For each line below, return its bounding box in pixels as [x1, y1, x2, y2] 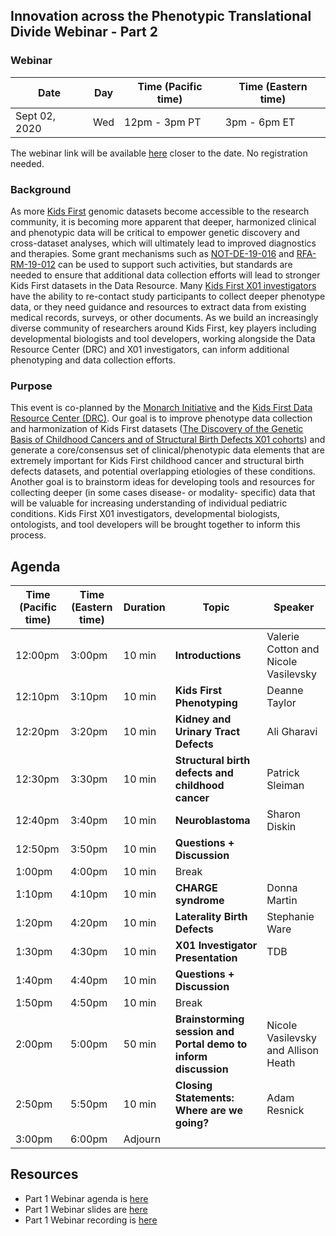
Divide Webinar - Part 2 [10, 24, 159, 41]
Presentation [174, 951, 238, 965]
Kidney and [174, 712, 232, 726]
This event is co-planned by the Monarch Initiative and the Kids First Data [10, 402, 313, 414]
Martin [266, 894, 298, 908]
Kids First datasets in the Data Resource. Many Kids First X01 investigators [10, 279, 317, 291]
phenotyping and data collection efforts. [10, 354, 176, 366]
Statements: [174, 1091, 235, 1105]
